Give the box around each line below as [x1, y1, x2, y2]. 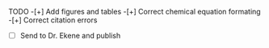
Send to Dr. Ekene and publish [19, 31, 121, 40]
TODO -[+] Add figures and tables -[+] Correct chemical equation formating [8, 7, 261, 16]
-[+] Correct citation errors [8, 15, 98, 25]
